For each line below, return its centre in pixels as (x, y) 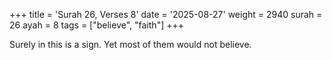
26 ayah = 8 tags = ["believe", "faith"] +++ (96, 25)
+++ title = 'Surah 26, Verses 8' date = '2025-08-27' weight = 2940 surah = (166, 14)
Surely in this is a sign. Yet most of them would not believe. (130, 44)
